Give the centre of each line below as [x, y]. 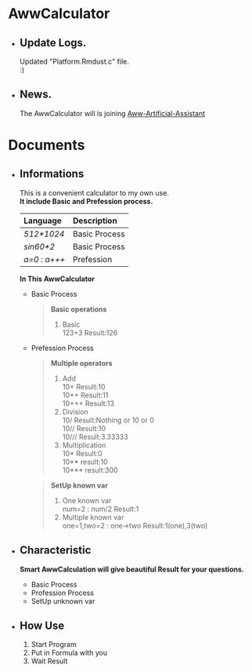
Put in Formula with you [69, 653]
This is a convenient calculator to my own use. [94, 192]
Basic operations [79, 309]
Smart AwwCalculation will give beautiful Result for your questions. [131, 569]
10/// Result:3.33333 [95, 436]
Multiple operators [81, 363]
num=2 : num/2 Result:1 [101, 509]
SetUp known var [79, 485]
